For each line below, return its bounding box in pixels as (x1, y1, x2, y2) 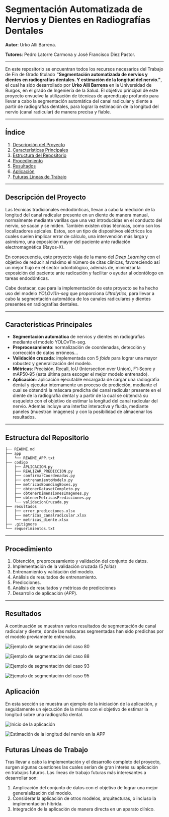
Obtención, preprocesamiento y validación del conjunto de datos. (12, 558, 148, 564)
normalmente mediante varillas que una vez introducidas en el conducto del (5, 217, 162, 223)
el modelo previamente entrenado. (5, 633, 76, 639)
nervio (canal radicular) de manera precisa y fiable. (5, 108, 111, 114)
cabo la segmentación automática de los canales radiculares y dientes (5, 296, 151, 302)
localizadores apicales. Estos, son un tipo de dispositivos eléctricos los (5, 228, 152, 234)
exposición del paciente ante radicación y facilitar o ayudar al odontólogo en (5, 270, 164, 276)
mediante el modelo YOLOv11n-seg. (12, 339, 87, 345)
